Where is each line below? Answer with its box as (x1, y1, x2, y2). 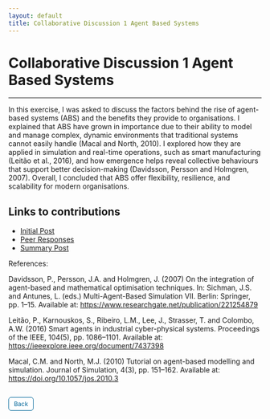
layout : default (8, 11, 63, 20)
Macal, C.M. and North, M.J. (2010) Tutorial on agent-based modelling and (8, 356, 255, 366)
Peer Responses (19, 234, 75, 245)
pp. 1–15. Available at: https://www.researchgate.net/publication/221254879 (8, 300, 259, 310)
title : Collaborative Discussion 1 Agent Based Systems (8, 19, 199, 27)
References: (8, 258, 48, 269)
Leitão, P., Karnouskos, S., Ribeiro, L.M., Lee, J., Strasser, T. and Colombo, (8, 315, 255, 325)
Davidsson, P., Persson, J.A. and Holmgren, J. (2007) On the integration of (8, 275, 255, 284)
